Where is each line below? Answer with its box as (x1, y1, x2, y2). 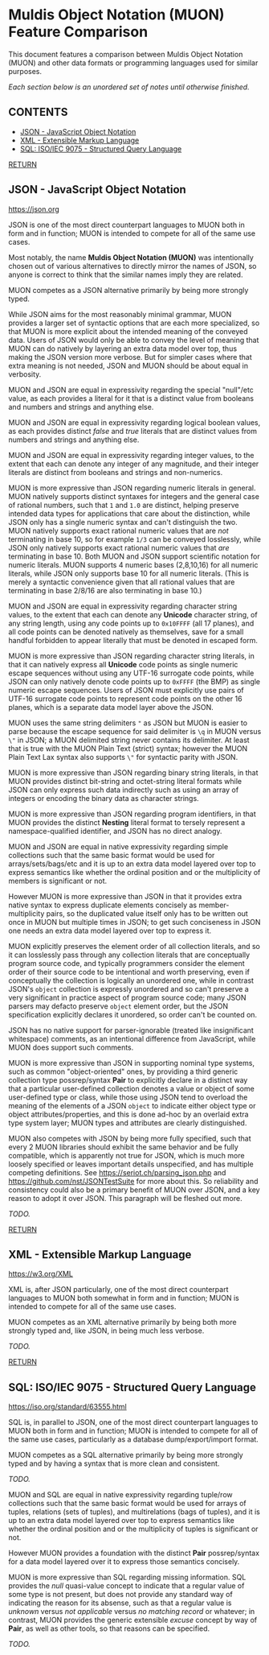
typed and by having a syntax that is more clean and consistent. (8, 1459, 220, 1468)
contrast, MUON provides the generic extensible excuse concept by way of (8, 1616, 258, 1625)
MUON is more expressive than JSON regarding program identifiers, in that (8, 809, 256, 819)
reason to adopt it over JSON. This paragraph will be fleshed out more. (8, 1193, 243, 1203)
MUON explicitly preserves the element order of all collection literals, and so (8, 941, 261, 951)
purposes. (8, 66, 43, 76)
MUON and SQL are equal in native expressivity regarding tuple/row (8, 1490, 233, 1500)
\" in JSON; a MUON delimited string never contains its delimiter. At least (8, 735, 251, 745)
